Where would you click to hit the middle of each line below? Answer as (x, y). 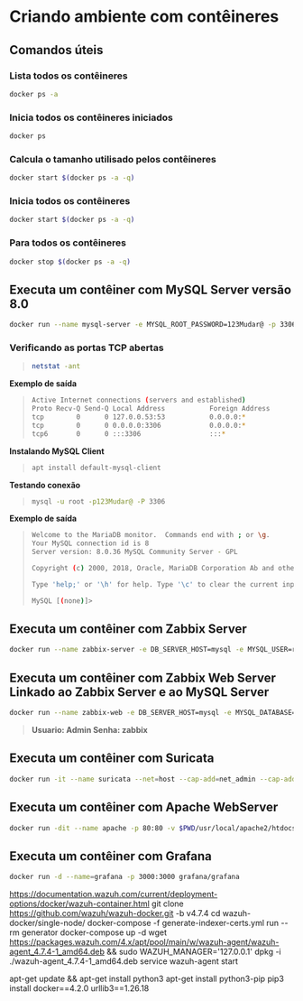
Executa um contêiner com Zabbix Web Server (143, 677)
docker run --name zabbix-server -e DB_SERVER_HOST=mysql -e (127, 650)
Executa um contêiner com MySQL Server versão (150, 289)
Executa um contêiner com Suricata (112, 759)
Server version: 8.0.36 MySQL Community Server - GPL (134, 552)
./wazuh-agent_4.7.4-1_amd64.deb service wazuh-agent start (124, 961)
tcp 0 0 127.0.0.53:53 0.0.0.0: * (138, 417)
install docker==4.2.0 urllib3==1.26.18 (79, 988)
